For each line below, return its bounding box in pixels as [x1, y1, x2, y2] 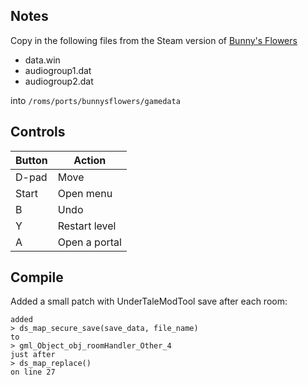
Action [73, 153, 107, 167]
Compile [10, 269, 64, 286]
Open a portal [57, 235, 122, 249]
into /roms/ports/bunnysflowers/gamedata [10, 94, 181, 106]
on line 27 [10, 367, 56, 378]
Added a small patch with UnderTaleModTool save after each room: [10, 295, 288, 308]
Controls [10, 124, 66, 141]
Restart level [57, 219, 117, 233]
